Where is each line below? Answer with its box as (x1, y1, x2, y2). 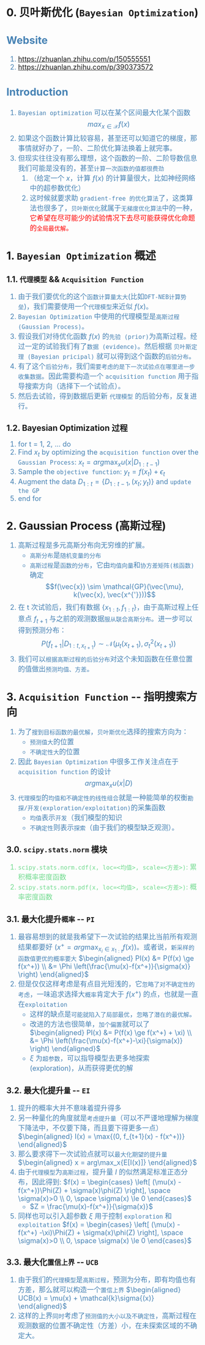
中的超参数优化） (29, 184, 86, 193)
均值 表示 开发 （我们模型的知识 (29, 813, 122, 822)
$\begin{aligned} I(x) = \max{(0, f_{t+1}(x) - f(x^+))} (18, 1132, 185, 1141)
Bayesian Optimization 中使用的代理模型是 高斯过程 (18, 312, 180, 321)
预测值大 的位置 (29, 737, 75, 747)
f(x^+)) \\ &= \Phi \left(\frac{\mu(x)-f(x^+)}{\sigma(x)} (18, 962, 191, 971)
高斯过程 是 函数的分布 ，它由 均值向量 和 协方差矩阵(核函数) (29, 561, 195, 570)
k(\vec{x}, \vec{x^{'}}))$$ (73, 590, 156, 600)
